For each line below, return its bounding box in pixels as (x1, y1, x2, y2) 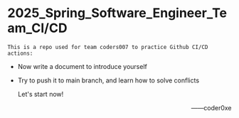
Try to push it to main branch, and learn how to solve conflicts (17, 76, 200, 85)
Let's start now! (17, 90, 64, 98)
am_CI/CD (7, 20, 68, 36)
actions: (7, 50, 33, 57)
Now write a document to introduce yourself (17, 62, 147, 70)
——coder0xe (191, 103, 232, 112)
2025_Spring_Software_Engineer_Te (7, 5, 228, 21)
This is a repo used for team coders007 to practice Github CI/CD (7, 43, 208, 50)
